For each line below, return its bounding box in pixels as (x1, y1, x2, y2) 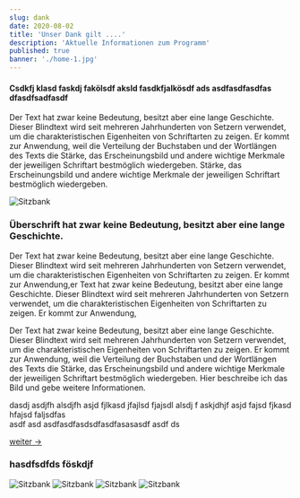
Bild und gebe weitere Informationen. (9, 382, 146, 393)
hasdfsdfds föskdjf (9, 459, 94, 471)
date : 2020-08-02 (9, 22, 74, 31)
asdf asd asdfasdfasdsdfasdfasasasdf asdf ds (9, 418, 181, 429)
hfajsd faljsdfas (9, 409, 66, 420)
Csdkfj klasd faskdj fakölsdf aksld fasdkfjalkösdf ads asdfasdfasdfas (9, 83, 271, 93)
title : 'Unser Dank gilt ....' (9, 30, 126, 39)
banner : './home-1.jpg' (9, 55, 99, 64)
